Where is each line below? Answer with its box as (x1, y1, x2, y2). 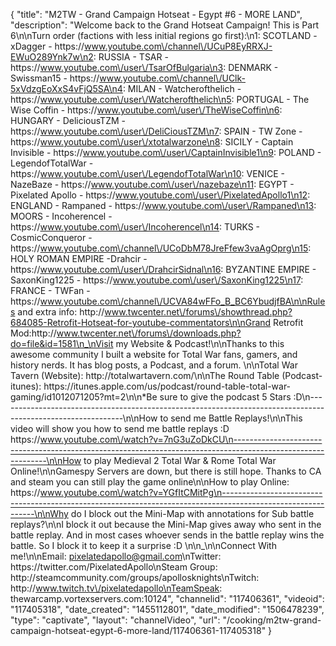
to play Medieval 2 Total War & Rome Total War (83, 455, 277, 466)
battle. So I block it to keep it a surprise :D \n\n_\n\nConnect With (10, 540, 277, 551)
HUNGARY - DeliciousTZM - (10, 115, 126, 126)
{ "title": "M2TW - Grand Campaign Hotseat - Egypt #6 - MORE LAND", (10, 9, 303, 20)
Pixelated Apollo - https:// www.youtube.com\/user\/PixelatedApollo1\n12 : (10, 189, 311, 201)
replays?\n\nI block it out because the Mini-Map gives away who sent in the (10, 519, 322, 530)
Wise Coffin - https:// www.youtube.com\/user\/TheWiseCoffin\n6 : (10, 104, 283, 116)
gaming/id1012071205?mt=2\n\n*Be (10, 391, 158, 403)
